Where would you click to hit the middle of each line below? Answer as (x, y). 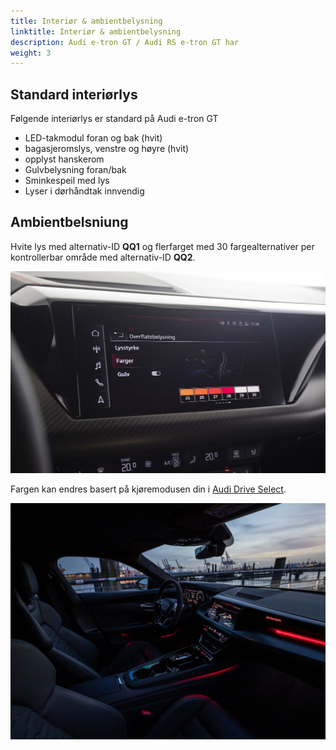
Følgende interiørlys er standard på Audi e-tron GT (114, 119)
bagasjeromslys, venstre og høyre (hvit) (107, 149)
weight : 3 (31, 53)
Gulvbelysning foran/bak (75, 170)
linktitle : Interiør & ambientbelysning (96, 31)
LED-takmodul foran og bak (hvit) (93, 138)
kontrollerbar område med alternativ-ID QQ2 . (103, 257)
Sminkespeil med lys (67, 181)
